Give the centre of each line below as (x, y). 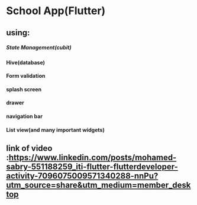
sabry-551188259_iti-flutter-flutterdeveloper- (92, 166)
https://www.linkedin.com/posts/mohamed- (93, 157)
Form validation (26, 76)
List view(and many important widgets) (55, 130)
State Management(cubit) (39, 48)
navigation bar (25, 116)
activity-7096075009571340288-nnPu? (82, 176)
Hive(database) (26, 62)
